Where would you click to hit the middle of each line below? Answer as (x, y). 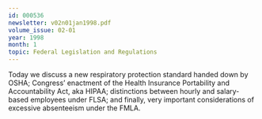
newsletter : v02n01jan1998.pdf (60, 23)
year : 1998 (26, 37)
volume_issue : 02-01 (42, 30)
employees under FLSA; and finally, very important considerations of (142, 100)
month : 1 (23, 45)
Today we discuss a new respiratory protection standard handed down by (128, 74)
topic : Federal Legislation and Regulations (83, 52)
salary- (228, 91)
